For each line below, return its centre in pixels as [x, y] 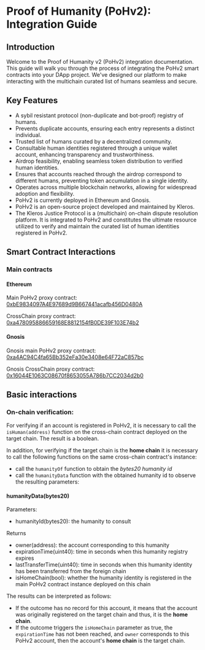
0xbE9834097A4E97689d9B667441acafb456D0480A [75, 304]
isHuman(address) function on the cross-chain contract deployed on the [97, 432]
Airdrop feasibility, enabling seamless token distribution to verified [99, 161]
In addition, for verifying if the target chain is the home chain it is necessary [102, 451]
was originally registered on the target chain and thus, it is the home [102, 614]
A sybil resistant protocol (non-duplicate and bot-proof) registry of [99, 115]
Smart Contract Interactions [61, 252]
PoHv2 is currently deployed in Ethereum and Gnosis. [83, 200]
